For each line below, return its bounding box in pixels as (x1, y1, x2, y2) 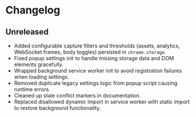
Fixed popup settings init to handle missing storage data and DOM (13, 55, 174, 61)
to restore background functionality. (13, 105, 101, 111)
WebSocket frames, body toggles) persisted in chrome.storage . (13, 49, 167, 56)
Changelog (5, 4, 60, 17)
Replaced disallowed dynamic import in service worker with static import (13, 98, 190, 105)
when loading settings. (13, 74, 69, 80)
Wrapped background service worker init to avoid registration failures (13, 67, 183, 74)
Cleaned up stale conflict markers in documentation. (13, 92, 141, 99)
